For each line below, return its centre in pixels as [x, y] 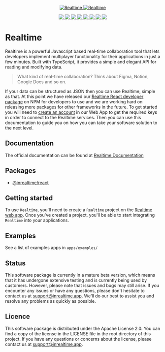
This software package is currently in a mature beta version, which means [80, 275]
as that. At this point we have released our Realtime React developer [74, 96]
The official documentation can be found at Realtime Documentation [74, 155]
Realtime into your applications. [37, 220]
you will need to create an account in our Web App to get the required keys [81, 112]
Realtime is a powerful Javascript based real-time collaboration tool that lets [82, 51]
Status [16, 263]
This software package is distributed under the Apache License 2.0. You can [83, 328]
